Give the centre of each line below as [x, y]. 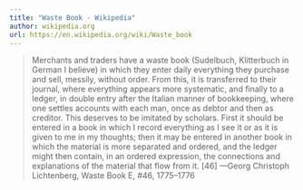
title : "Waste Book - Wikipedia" [73, 18]
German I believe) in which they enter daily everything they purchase [161, 70]
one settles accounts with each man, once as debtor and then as [152, 109]
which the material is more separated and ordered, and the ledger [154, 147]
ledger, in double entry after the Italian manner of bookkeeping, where [163, 99]
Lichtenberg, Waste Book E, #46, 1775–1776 [113, 176]
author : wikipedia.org [52, 26]
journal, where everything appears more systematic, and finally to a [157, 89]
